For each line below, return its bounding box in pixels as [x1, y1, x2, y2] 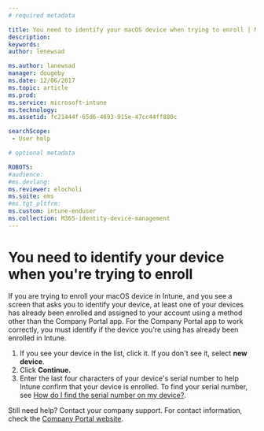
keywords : [8, 40, 41, 48]
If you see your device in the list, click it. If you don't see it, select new [19, 348, 247, 358]
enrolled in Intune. [8, 333, 67, 343]
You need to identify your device [8, 248, 225, 266]
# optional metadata [8, 149, 76, 157]
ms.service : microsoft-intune [8, 98, 108, 106]
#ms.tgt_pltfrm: [8, 200, 61, 208]
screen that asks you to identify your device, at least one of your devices [8, 299, 244, 309]
